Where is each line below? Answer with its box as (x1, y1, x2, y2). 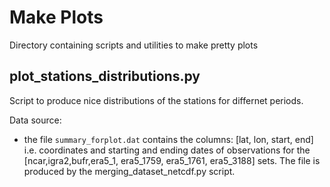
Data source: (9, 114, 62, 126)
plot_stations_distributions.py (9, 68, 201, 85)
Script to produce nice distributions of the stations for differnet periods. (9, 94, 304, 106)
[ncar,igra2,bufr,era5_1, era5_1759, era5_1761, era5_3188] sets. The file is (23, 154, 321, 166)
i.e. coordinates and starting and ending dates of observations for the (23, 144, 311, 156)
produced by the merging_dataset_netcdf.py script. (23, 165, 236, 177)
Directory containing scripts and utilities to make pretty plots (9, 39, 259, 51)
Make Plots (9, 6, 104, 29)
